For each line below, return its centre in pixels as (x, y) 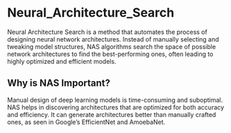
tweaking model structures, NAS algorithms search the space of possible (112, 46)
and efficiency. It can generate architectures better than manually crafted (112, 114)
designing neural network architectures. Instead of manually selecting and (113, 39)
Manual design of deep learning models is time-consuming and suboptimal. (115, 100)
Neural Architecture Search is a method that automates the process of (108, 32)
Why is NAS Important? (59, 83)
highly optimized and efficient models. (62, 61)
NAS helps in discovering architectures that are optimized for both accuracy (115, 107)
